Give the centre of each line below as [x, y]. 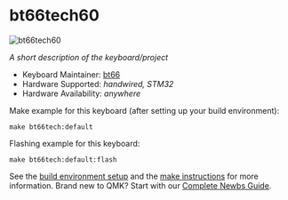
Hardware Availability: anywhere [81, 93]
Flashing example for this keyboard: [75, 143]
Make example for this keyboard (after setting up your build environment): [144, 110]
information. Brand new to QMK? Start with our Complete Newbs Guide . [140, 185]
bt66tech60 [54, 16]
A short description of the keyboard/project [89, 57]
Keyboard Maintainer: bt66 [71, 74]
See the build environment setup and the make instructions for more [134, 176]
